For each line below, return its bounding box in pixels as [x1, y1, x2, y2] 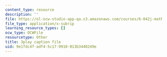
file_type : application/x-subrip [5, 21, 75, 26]
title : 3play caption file [5, 40, 61, 45]
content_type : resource [5, 7, 55, 12]
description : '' [5, 12, 39, 17]
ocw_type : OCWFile [5, 30, 43, 35]
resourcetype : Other [5, 35, 48, 40]
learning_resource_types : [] [5, 26, 66, 31]
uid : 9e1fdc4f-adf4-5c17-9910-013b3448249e [5, 44, 97, 49]
